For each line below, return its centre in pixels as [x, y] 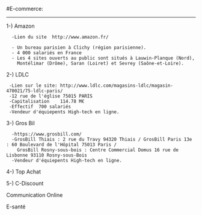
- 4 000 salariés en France [47, 53]
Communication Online [35, 195]
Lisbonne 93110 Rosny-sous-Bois [47, 155]
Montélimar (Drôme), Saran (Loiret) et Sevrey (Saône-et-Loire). [101, 63]
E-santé [16, 207]
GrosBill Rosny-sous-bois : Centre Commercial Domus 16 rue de [98, 150]
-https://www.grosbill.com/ [47, 134]
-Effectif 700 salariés [40, 107]
